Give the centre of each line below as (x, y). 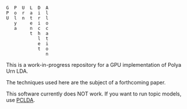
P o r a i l (27, 13)
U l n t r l (27, 18)
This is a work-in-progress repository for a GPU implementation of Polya (94, 65)
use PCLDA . (21, 100)
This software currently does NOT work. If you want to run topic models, (94, 94)
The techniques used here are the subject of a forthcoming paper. (86, 82)
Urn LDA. (17, 71)
